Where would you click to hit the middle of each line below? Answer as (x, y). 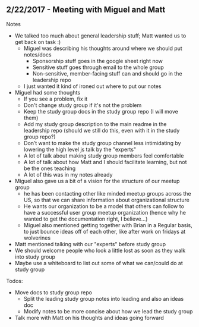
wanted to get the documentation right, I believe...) (86, 219)
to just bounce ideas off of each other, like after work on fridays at (105, 231)
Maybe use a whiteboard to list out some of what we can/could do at (99, 263)
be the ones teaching (50, 168)
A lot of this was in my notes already (68, 174)
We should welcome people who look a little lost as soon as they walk (100, 250)
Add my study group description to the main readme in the (95, 124)
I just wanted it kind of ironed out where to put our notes (92, 86)
